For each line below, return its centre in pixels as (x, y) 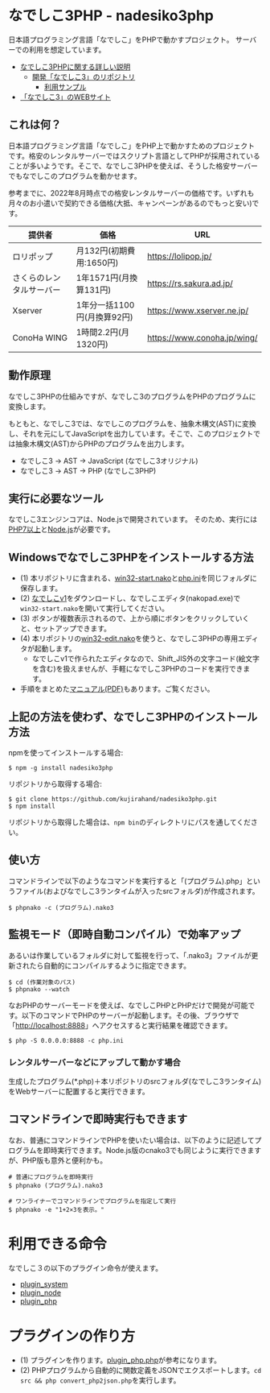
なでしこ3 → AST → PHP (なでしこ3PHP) (88, 470)
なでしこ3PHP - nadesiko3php (111, 16)
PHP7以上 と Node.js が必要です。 (61, 529)
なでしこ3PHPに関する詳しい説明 (75, 66)
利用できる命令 (57, 1244)
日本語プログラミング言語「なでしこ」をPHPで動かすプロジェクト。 (121, 39)
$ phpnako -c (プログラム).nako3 (61, 907)
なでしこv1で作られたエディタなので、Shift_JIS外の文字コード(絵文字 (145, 659)
